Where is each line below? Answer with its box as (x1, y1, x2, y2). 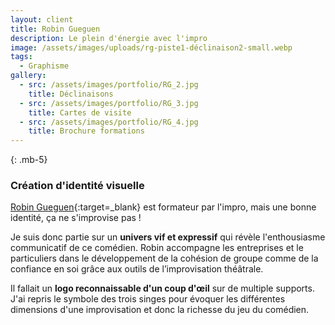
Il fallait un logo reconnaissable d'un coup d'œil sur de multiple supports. (10, 282, 315, 295)
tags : (10, 52, 33, 62)
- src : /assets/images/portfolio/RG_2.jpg (19, 80, 199, 90)
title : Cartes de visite (28, 107, 132, 118)
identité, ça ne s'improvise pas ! (10, 212, 142, 224)
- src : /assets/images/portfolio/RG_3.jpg (19, 98, 199, 108)
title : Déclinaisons (28, 89, 114, 99)
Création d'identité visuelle (10, 179, 145, 193)
